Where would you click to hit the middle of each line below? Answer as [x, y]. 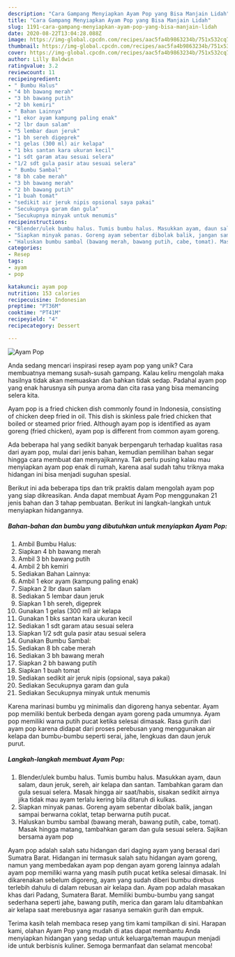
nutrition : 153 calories [44, 293]
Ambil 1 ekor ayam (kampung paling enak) [78, 581]
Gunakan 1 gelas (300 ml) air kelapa [69, 610]
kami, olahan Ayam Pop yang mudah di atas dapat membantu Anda [104, 930]
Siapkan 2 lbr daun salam [54, 588]
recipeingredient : [35, 79]
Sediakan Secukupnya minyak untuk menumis [84, 692]
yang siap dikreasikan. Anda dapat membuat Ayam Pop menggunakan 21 [113, 495]
